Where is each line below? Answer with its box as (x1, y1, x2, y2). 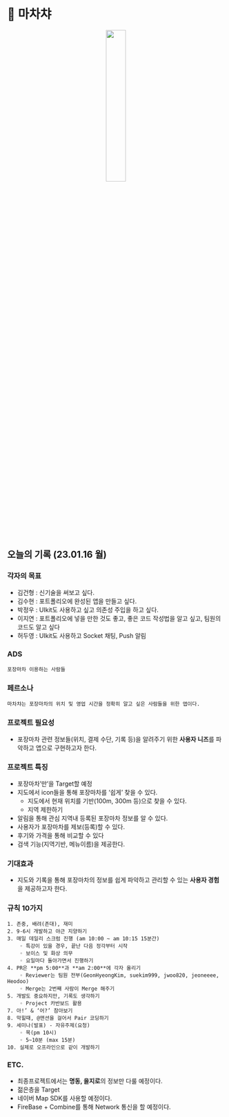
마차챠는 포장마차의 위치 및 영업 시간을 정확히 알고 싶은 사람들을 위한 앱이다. (7, 701, 200, 708)
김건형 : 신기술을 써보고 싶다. (17, 588, 95, 596)
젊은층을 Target (17, 1085, 60, 1094)
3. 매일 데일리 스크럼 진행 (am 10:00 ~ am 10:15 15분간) (7, 935, 160, 942)
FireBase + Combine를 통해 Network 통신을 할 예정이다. (17, 1103, 171, 1111)
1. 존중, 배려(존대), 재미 (7, 921, 73, 928)
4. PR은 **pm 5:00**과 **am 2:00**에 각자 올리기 (7, 964, 141, 972)
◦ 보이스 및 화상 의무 (19, 950, 73, 957)
